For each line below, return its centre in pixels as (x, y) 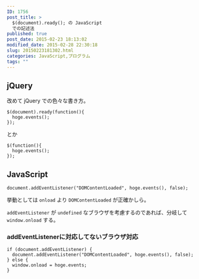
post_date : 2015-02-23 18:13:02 (47, 39)
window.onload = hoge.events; (49, 265)
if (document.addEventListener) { (50, 250)
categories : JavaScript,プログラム (49, 56)
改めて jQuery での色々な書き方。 (48, 101)
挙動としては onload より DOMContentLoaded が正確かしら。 (78, 200)
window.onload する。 (33, 220)
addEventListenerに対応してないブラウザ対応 (73, 237)
